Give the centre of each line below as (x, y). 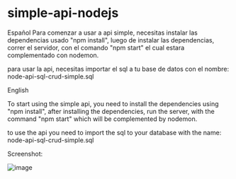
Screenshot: (25, 154)
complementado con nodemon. (53, 55)
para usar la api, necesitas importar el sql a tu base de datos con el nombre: (118, 69)
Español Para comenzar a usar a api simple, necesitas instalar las (103, 33)
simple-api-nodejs (63, 13)
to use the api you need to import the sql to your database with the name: (114, 132)
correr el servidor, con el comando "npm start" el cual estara (96, 47)
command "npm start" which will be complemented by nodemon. (102, 119)
